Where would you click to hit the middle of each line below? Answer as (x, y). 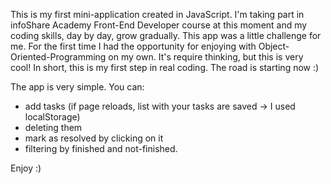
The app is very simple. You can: (77, 87)
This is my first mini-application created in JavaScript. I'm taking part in (157, 14)
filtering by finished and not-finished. (101, 148)
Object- (274, 46)
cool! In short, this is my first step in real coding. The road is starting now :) (165, 67)
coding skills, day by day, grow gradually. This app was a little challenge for (166, 35)
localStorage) (52, 117)
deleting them (53, 127)
